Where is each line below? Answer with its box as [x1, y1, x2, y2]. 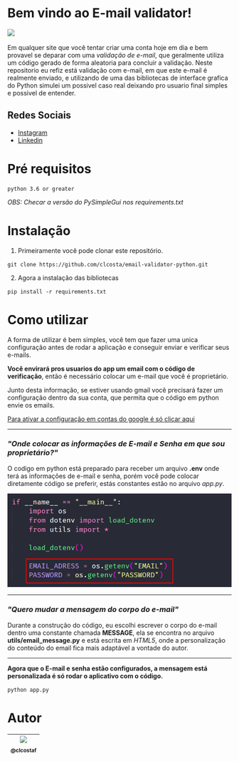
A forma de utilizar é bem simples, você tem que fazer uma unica [7, 335, 198, 343]
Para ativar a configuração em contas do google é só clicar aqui [7, 415, 196, 423]
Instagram [17, 128, 48, 137]
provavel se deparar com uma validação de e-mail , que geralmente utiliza [7, 51, 224, 59]
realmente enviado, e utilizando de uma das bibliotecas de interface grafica [7, 73, 229, 82]
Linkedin [17, 135, 43, 144]
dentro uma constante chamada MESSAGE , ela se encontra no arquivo [7, 628, 215, 637]
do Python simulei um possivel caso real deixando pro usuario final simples [7, 81, 228, 90]
